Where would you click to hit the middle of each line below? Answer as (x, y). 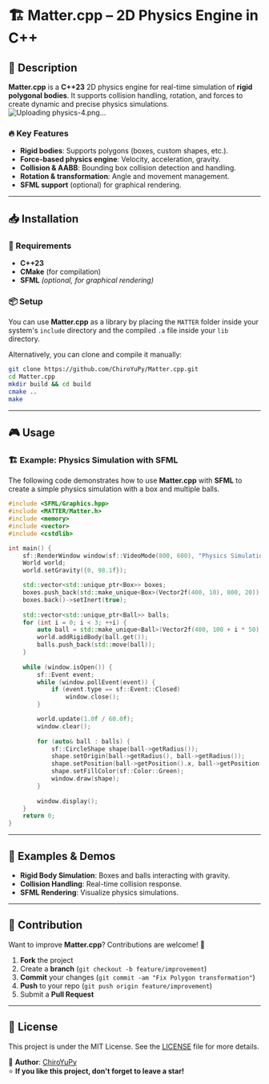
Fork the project (46, 960)
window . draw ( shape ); (85, 779)
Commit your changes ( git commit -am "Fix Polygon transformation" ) (138, 977)
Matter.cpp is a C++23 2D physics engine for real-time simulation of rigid (130, 87)
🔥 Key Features (39, 133)
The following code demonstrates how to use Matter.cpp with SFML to (125, 481)
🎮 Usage (32, 433)
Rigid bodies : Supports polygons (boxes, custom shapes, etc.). (124, 151)
